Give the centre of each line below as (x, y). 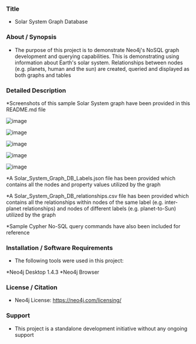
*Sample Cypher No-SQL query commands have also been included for (93, 226)
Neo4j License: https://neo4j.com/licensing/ (68, 300)
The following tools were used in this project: (69, 261)
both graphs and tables (43, 75)
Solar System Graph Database (51, 22)
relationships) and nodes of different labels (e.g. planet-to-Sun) (99, 208)
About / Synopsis (31, 37)
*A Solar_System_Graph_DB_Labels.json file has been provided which (91, 178)
